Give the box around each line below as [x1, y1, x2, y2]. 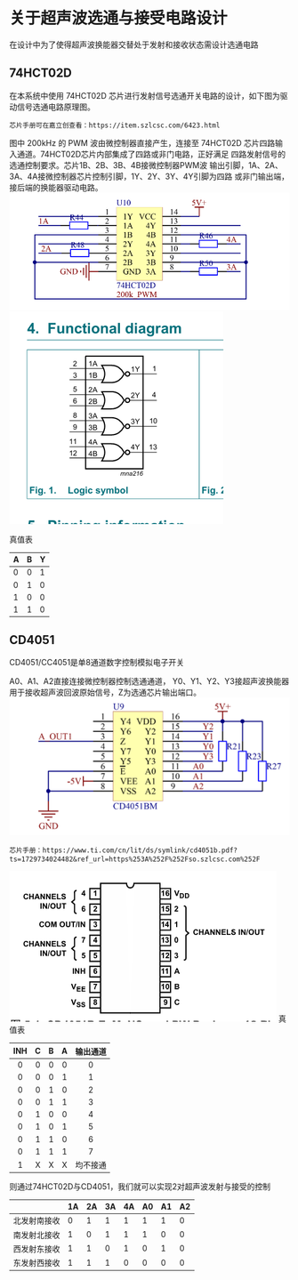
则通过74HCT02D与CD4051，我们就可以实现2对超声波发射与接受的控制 [9, 1180, 271, 1192]
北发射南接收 [12, 1215, 60, 1226]
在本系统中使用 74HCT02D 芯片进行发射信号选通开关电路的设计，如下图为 [9, 90, 280, 101]
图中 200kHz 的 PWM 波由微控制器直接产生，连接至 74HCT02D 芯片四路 [9, 137, 276, 148]
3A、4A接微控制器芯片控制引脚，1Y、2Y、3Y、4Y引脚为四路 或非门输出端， [9, 171, 289, 181]
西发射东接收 [12, 1243, 60, 1254]
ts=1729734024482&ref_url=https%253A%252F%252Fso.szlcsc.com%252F [9, 855, 261, 864]
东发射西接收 [12, 1258, 60, 1268]
